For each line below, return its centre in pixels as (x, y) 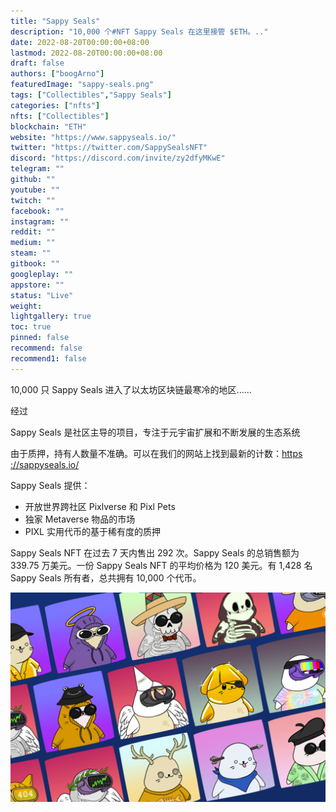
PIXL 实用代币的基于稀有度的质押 (92, 531)
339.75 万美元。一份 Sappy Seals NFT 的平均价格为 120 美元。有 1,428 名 (161, 565)
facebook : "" (37, 211)
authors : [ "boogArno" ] (57, 74)
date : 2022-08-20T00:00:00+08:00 (80, 42)
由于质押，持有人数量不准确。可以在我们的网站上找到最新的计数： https (156, 453)
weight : (26, 306)
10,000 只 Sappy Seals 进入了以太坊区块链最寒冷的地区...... (131, 389)
